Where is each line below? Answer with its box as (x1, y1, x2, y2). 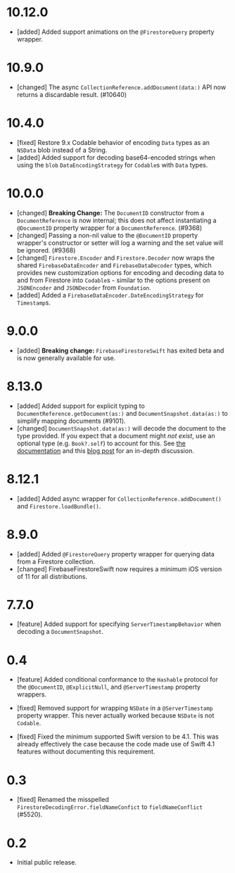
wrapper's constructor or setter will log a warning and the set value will (16, 238, 223, 247)
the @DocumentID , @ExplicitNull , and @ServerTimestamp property (16, 683, 201, 692)
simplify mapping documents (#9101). (16, 416, 126, 425)
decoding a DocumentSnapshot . (16, 627, 104, 636)
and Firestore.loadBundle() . (16, 502, 101, 510)
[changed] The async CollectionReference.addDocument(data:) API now (16, 82, 227, 91)
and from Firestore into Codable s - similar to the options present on (16, 276, 210, 284)
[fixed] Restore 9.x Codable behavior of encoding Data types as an (16, 138, 210, 146)
